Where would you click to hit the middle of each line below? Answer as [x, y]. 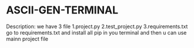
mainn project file [27, 39]
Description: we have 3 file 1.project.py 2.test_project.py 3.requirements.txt [97, 26]
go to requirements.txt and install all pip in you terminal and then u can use [96, 32]
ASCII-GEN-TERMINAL [62, 10]
